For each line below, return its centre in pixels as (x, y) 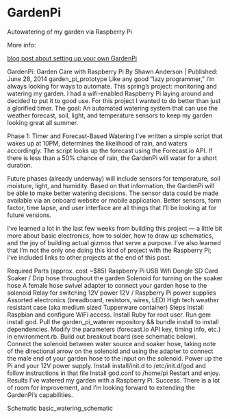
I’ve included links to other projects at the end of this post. (89, 257)
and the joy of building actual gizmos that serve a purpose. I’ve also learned (114, 242)
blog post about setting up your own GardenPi (72, 58)
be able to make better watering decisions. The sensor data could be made (113, 193)
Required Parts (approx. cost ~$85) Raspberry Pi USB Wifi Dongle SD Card (113, 271)
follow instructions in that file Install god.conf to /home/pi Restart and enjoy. (114, 373)
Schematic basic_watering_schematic (60, 408)
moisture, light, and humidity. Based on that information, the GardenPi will (111, 185)
